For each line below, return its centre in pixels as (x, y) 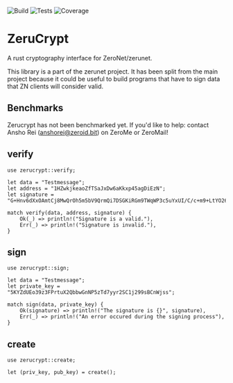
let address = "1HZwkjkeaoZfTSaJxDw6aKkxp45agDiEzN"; (87, 188)
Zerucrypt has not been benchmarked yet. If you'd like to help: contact (108, 124)
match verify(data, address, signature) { (69, 213)
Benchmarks (35, 108)
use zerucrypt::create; (42, 360)
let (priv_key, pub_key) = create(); (62, 373)
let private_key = (34, 286)
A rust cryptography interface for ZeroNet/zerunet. (80, 58)
